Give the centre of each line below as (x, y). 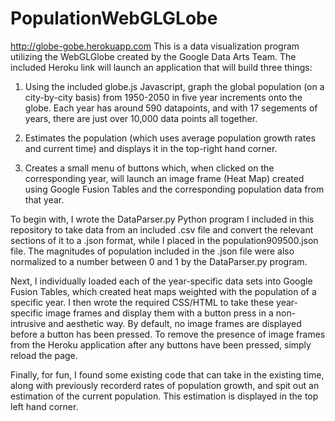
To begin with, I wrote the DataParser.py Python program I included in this (162, 219)
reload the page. (44, 355)
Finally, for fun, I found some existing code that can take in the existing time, (167, 374)
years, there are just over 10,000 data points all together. (141, 118)
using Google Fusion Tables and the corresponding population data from (174, 189)
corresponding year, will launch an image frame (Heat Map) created (164, 178)
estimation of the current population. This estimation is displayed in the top (164, 396)
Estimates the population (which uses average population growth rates (170, 138)
